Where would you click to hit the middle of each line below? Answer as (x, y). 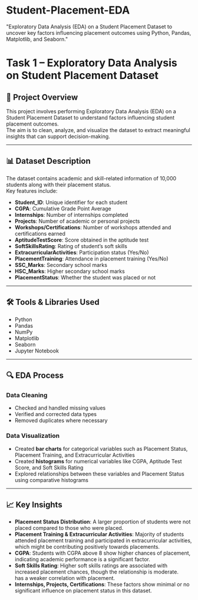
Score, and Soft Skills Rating (49, 467)
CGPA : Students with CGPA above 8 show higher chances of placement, (103, 553)
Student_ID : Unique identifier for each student (71, 202)
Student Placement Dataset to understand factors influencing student (90, 117)
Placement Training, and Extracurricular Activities (75, 455)
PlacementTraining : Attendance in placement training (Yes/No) (92, 258)
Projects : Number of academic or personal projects (77, 221)
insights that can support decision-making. (58, 136)
